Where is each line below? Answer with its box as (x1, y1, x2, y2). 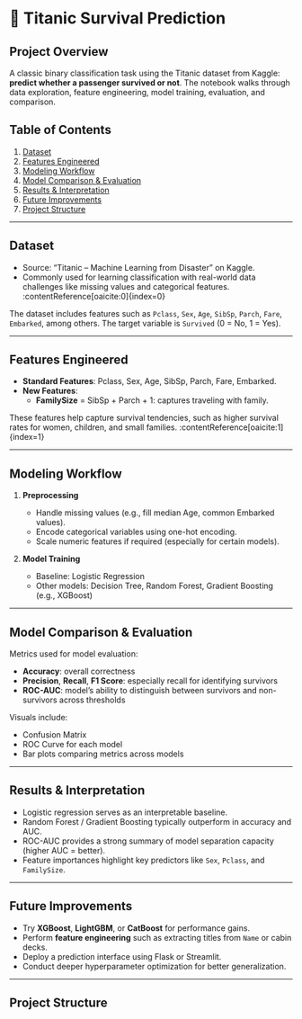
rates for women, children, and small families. (9, 422, 178, 433)
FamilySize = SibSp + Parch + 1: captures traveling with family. (35, 395, 270, 406)
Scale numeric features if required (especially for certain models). (35, 536, 280, 547)
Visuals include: (9, 712, 68, 723)
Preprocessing (22, 490, 79, 501)
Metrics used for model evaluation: (9, 648, 138, 659)
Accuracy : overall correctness (22, 666, 136, 677)
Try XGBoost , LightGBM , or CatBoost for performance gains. (22, 922, 250, 934)
